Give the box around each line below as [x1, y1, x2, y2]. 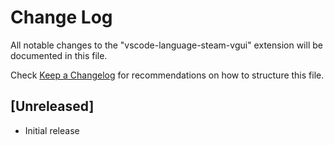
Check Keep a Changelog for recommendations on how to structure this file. [10, 69, 325, 81]
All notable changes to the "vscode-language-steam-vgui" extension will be [10, 39, 323, 51]
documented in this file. [10, 49, 108, 61]
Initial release [24, 124, 80, 136]
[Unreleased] [10, 98, 95, 115]
